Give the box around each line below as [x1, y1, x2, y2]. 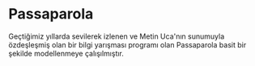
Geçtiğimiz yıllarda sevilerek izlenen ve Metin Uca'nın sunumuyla [8, 31, 225, 41]
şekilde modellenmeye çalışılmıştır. [8, 48, 124, 58]
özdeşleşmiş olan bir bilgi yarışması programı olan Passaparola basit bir [8, 39, 247, 49]
